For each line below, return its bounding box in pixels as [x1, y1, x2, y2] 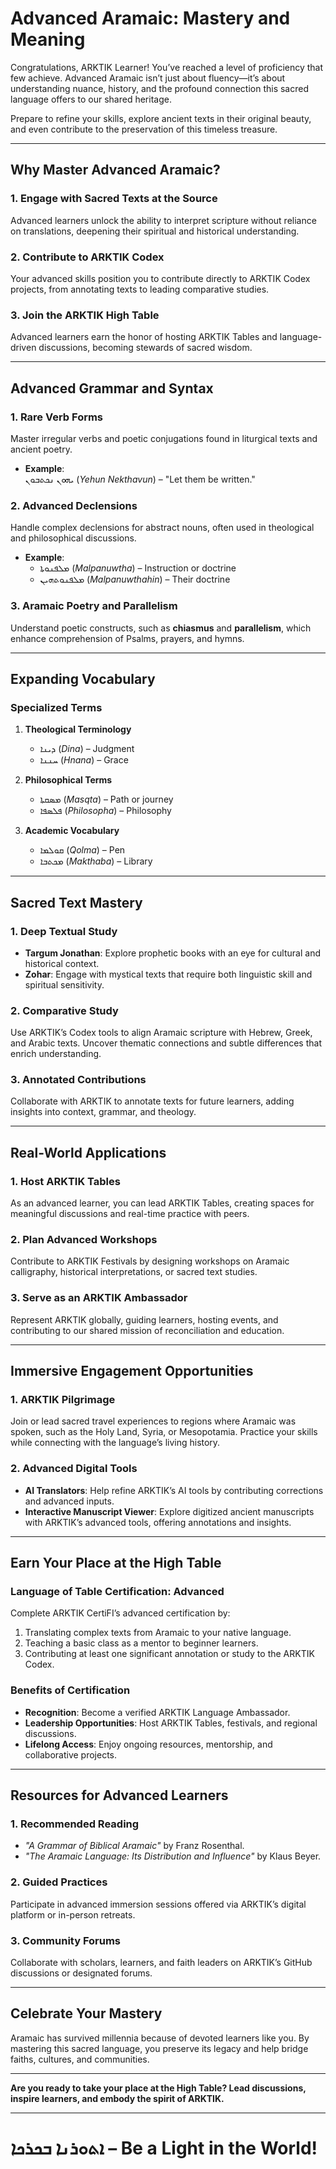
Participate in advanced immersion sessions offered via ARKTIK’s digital [10, 1898, 307, 1910]
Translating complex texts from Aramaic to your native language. [24, 1627, 292, 1639]
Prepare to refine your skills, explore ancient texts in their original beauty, [10, 112, 312, 124]
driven [10, 342, 37, 354]
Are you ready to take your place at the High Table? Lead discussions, [10, 2082, 307, 2094]
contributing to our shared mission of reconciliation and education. [10, 1324, 285, 1336]
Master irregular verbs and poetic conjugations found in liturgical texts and [10, 432, 318, 444]
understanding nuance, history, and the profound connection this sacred [10, 82, 310, 94]
